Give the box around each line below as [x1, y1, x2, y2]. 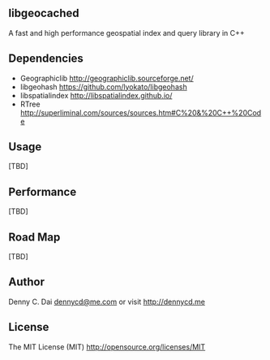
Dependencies [8, 52, 84, 66]
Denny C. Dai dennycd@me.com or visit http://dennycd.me [8, 297, 205, 306]
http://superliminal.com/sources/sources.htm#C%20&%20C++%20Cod [19, 107, 262, 117]
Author [8, 275, 45, 289]
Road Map [8, 230, 61, 244]
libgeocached [8, 7, 79, 20]
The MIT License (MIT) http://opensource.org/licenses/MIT [8, 341, 206, 352]
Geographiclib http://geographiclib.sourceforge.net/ [19, 73, 194, 83]
